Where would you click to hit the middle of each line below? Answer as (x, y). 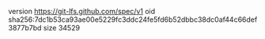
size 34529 (62, 28)
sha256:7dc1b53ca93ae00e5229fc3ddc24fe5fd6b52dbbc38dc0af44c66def (133, 19)
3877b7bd (25, 28)
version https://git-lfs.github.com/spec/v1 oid (82, 11)
